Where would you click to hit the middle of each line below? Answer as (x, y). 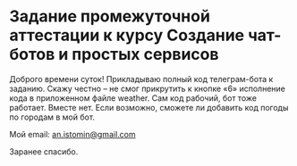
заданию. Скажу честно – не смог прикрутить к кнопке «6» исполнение (148, 88)
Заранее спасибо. (44, 151)
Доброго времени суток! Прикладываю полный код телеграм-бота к (141, 79)
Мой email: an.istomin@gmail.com (72, 134)
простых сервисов (145, 54)
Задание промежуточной (110, 17)
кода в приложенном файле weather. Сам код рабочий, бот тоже (133, 98)
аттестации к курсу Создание (127, 35)
